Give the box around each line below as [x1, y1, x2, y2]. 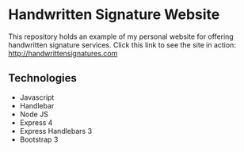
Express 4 [19, 117, 53, 127]
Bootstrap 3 [19, 135, 59, 144]
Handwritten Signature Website [8, 6, 220, 24]
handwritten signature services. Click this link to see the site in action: [8, 40, 236, 49]
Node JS [19, 109, 49, 119]
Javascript [19, 93, 55, 102]
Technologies [8, 71, 78, 85]
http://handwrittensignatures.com [8, 48, 118, 58]
